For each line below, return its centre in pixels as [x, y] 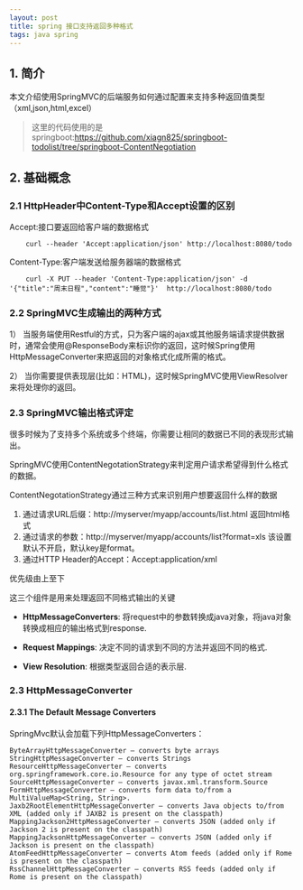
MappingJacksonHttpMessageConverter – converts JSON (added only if [141, 837]
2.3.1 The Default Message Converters [83, 712]
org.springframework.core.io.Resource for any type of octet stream [141, 774]
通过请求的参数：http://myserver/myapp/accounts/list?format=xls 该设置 [157, 537]
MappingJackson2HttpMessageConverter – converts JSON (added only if [143, 821]
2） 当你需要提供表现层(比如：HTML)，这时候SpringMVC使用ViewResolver [149, 376]
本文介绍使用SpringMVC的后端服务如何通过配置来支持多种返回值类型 [138, 97]
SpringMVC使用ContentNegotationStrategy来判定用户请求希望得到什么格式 [149, 465]
